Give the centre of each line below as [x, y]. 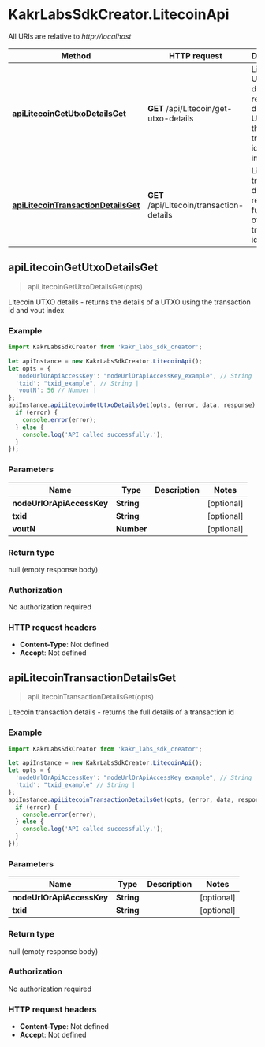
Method [76, 55]
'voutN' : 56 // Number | [56, 391]
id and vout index [36, 310]
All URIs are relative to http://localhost [70, 36]
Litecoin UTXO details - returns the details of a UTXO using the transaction [129, 302]
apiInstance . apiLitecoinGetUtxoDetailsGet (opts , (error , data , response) [132, 405]
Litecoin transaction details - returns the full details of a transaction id [121, 712]
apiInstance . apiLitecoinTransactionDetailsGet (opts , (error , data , [121, 799]
